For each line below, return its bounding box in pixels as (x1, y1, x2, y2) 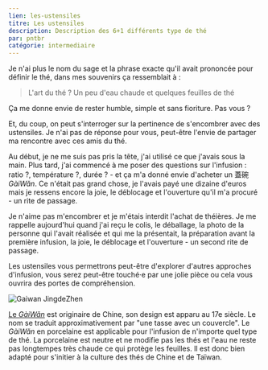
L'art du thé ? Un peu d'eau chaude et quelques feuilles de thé (27, 88, 235, 97)
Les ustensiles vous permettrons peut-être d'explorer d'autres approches (8, 261, 252, 271)
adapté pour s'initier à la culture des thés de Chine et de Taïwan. (8, 352, 223, 362)
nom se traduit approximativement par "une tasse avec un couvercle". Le (8, 319, 250, 328)
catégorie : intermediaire (8, 42, 95, 50)
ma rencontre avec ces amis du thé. (8, 136, 127, 146)
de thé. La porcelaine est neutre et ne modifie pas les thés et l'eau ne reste (8, 335, 257, 345)
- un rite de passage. (8, 196, 78, 206)
